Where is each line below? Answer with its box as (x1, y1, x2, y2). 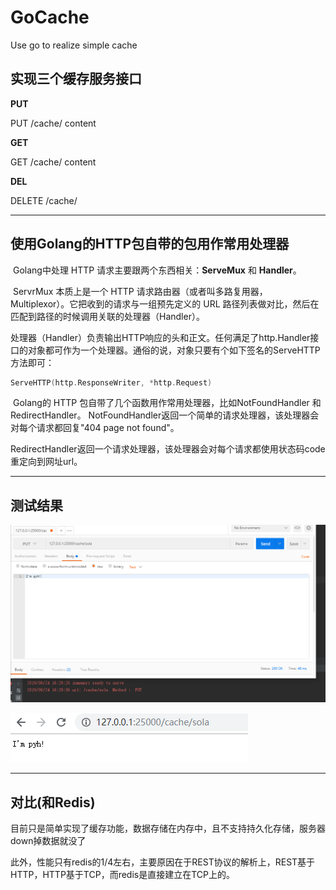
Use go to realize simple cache (10, 39, 138, 51)
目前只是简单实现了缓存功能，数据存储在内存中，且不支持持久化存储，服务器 (10, 822, 326, 835)
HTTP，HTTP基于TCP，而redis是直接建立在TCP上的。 (10, 869, 235, 881)
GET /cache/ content (10, 156, 97, 168)
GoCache (10, 6, 90, 29)
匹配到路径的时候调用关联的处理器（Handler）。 (10, 310, 205, 322)
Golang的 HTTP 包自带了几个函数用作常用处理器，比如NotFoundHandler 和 (12, 397, 322, 409)
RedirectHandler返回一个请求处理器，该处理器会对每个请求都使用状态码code (10, 443, 326, 455)
